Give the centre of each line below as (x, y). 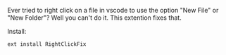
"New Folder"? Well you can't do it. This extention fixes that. (94, 18)
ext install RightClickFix (47, 44)
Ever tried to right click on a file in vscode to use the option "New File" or (113, 10)
